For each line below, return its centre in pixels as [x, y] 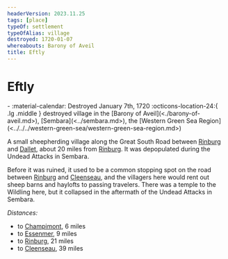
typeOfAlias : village [39, 33]
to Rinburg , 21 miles [46, 241]
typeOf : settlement [35, 26]
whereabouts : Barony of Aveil [51, 46]
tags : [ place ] [28, 20]
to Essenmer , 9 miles [47, 233]
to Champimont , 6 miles [51, 226]
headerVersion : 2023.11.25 [46, 14]
